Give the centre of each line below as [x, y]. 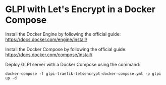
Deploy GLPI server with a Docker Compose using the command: [73, 64]
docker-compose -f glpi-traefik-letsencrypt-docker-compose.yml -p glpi [83, 74]
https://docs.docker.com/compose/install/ [49, 55]
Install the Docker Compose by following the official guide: [66, 49]
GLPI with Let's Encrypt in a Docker [80, 9]
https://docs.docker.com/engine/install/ [46, 39]
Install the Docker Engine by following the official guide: [63, 34]
